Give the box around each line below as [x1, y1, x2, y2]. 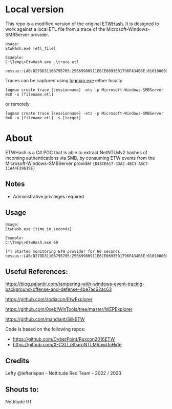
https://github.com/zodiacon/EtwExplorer [5, 296, 93, 303]
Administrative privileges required [12, 193, 84, 199]
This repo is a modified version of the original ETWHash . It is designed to [5, 21, 160, 27]
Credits [5, 356, 30, 365]
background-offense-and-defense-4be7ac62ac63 [5, 286, 112, 292]
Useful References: [5, 267, 68, 276]
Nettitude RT [5, 398, 32, 404]
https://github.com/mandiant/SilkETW [5, 316, 85, 322]
